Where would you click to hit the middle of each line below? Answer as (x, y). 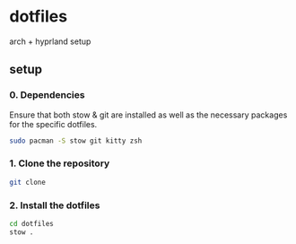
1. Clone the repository (60, 163)
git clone (28, 182)
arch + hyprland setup (50, 41)
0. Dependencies (47, 95)
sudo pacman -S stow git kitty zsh (76, 141)
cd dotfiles (31, 223)
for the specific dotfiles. (53, 124)
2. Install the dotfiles (55, 205)
